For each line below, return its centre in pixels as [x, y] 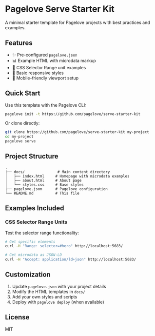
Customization [28, 275]
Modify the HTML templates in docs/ [48, 292]
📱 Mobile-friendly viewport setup [45, 78]
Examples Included [35, 208]
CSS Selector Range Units [36, 222]
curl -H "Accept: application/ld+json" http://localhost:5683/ [71, 259]
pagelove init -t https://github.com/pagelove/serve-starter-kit [73, 114]
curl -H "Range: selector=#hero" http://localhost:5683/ [64, 246]
